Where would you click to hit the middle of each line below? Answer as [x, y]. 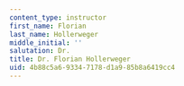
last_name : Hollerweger [54, 34]
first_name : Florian [48, 26]
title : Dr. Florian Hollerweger [70, 59]
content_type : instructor [58, 17]
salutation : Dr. [40, 51]
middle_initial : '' [46, 43]
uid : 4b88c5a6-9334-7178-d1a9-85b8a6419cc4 [92, 68]
